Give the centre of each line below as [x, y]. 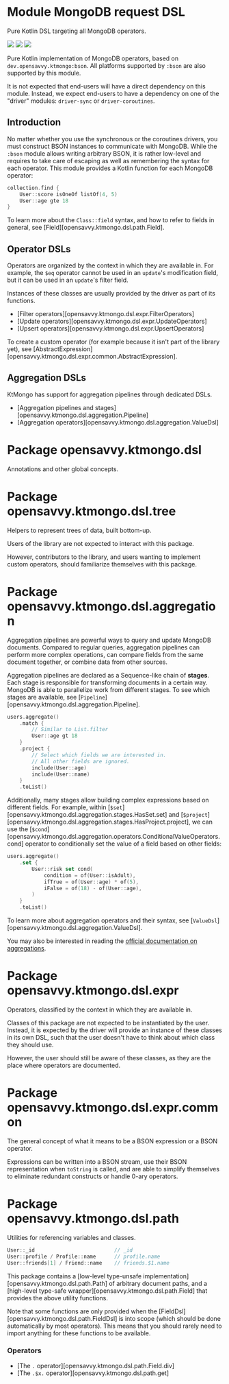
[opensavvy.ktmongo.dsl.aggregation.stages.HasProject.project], [99, 822]
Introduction [34, 122]
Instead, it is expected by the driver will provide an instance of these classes [114, 1030]
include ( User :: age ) [59, 768]
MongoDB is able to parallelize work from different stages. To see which [109, 689]
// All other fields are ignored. [81, 761]
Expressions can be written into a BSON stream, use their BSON [97, 1161]
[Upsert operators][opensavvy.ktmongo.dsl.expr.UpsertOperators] [110, 329]
